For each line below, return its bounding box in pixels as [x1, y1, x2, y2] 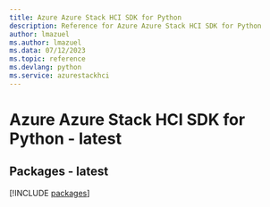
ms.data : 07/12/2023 [9, 46, 87, 55]
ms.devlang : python [9, 63, 82, 72]
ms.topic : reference [9, 54, 87, 63]
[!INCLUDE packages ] [9, 187, 90, 198]
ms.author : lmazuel [9, 37, 82, 47]
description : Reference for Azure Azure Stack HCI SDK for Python [9, 21, 262, 30]
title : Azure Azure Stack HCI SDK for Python [9, 12, 181, 22]
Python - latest [9, 128, 122, 148]
